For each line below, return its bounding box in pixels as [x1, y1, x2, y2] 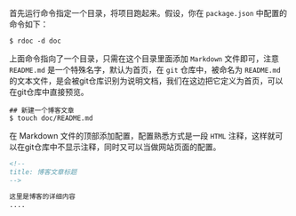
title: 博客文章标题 [9, 167, 77, 176]
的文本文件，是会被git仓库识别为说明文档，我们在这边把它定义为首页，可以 [9, 76, 284, 86]
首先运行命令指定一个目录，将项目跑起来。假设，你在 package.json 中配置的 [9, 8, 287, 18]
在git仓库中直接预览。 [9, 87, 89, 97]
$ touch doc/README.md [9, 114, 93, 123]
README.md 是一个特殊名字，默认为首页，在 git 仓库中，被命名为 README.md [9, 65, 282, 75]
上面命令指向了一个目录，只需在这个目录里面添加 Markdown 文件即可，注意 [9, 53, 280, 64]
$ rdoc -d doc [9, 36, 62, 45]
